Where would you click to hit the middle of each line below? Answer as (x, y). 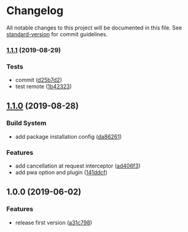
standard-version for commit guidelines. (57, 34)
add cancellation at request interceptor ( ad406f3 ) (78, 166)
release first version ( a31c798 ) (54, 222)
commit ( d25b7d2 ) (39, 80)
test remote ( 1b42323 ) (43, 87)
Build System (27, 123)
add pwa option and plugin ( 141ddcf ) (61, 172)
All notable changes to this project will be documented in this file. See (94, 28)
